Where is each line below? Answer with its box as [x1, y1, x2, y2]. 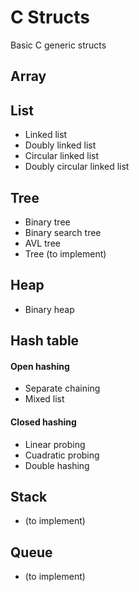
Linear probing [24, 438, 86, 450]
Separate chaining [24, 382, 101, 395]
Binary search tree [24, 226, 102, 238]
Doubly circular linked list [24, 161, 130, 173]
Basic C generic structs [10, 39, 107, 51]
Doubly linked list [24, 139, 97, 151]
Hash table [10, 332, 80, 350]
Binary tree [24, 216, 71, 228]
